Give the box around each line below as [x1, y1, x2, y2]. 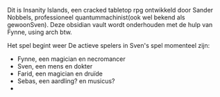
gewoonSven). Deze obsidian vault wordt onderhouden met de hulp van [7, 21, 213, 28]
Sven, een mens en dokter [17, 62, 93, 70]
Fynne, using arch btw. [7, 28, 73, 36]
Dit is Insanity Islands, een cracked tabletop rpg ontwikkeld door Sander [7, 6, 214, 14]
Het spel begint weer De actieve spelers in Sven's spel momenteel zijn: [7, 42, 210, 49]
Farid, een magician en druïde [17, 69, 103, 78]
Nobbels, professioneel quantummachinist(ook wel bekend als [7, 13, 185, 21]
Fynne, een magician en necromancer [17, 55, 126, 63]
